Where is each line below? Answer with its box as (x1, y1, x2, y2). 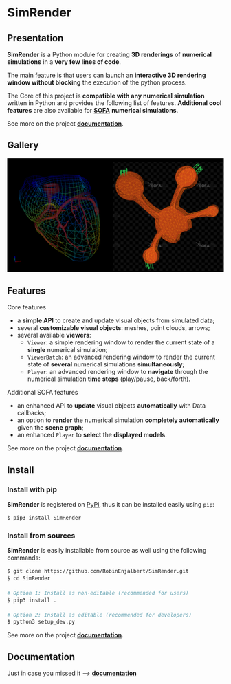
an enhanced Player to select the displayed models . (16, 431, 167, 439)
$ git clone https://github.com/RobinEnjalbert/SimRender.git (7, 568, 189, 575)
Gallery (7, 140, 39, 151)
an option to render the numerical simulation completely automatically (16, 416, 220, 424)
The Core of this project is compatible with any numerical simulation (7, 91, 205, 100)
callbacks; (16, 409, 47, 417)
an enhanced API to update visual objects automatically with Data (16, 401, 206, 410)
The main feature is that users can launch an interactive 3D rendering (7, 71, 206, 79)
